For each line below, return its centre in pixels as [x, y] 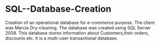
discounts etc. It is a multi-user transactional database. [62, 38]
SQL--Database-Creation [58, 9]
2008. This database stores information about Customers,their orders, [77, 33]
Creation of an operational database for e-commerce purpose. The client [80, 22]
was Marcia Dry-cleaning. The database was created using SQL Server [78, 27]
